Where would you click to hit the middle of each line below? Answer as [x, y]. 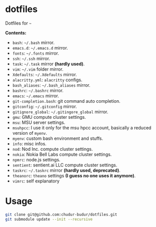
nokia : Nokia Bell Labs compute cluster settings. [62, 154]
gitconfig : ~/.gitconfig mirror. [45, 106]
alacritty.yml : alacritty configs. [47, 80]
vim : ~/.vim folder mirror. [38, 69]
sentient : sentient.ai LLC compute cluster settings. [65, 165]
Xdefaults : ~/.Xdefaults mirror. [45, 74]
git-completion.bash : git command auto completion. [66, 101]
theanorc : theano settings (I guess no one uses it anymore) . [74, 175]
